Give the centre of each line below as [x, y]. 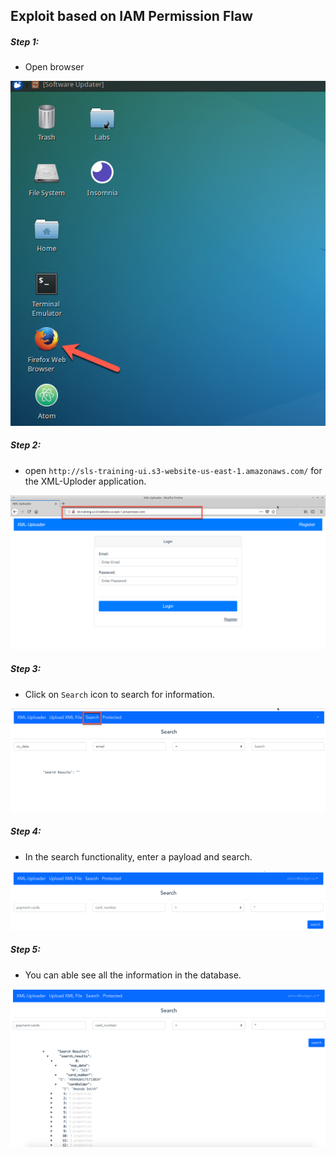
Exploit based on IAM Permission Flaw [131, 16]
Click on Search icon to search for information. [119, 694]
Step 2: [26, 445]
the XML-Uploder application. [85, 481]
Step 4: [26, 831]
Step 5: [25, 950]
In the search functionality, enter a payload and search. [138, 856]
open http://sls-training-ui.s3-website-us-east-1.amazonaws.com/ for [173, 470]
